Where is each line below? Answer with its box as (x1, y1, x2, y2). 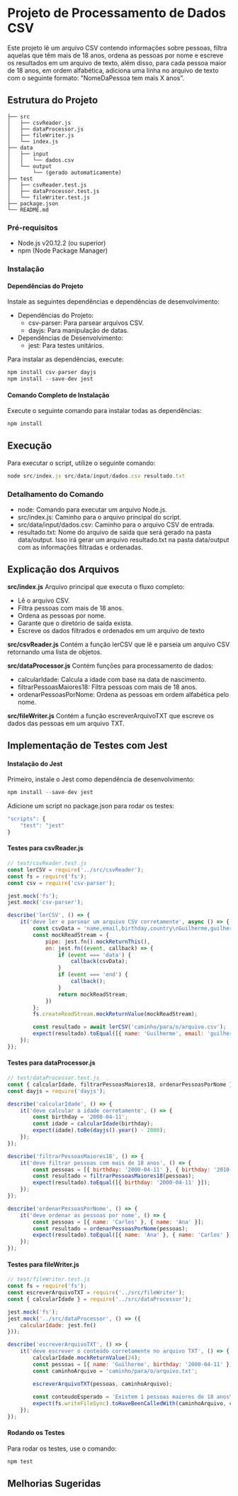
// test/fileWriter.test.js (7, 1276, 91, 1283)
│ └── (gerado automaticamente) (7, 169, 122, 176)
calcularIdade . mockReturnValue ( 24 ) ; (33, 1354, 141, 1361)
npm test (7, 1458, 33, 1465)
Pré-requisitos (7, 222, 58, 232)
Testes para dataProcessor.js (7, 1059, 96, 1067)
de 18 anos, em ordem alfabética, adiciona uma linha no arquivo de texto (7, 66, 219, 75)
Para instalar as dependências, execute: (7, 355, 124, 363)
